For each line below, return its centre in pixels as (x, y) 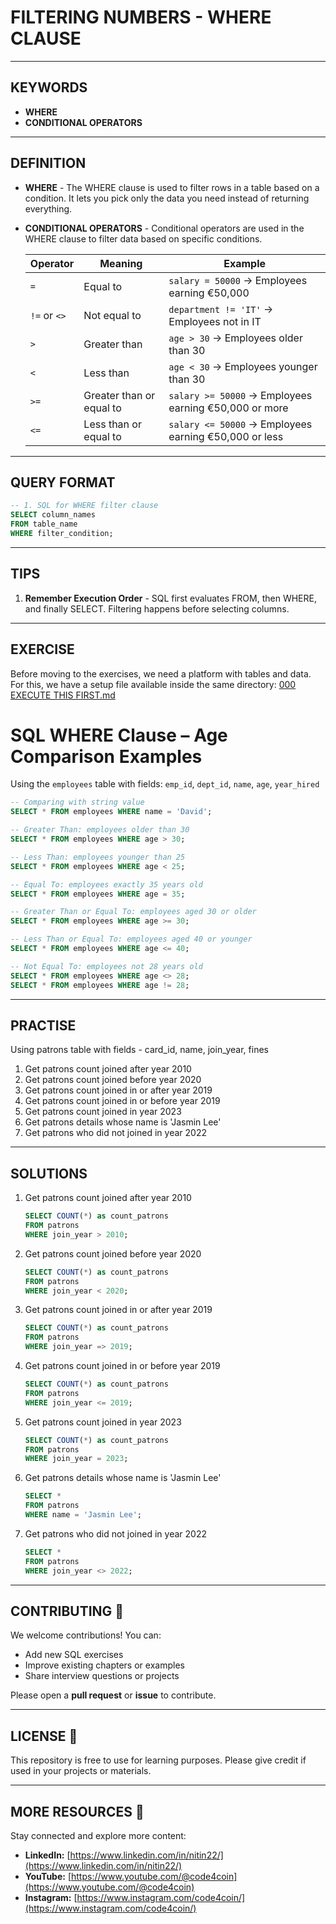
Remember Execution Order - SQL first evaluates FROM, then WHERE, (170, 598)
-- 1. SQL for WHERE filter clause (84, 506)
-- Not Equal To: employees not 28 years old (106, 966)
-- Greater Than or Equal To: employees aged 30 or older (133, 912)
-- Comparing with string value (77, 802)
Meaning (121, 263)
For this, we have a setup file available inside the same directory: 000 (153, 684)
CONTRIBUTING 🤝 (67, 1611)
